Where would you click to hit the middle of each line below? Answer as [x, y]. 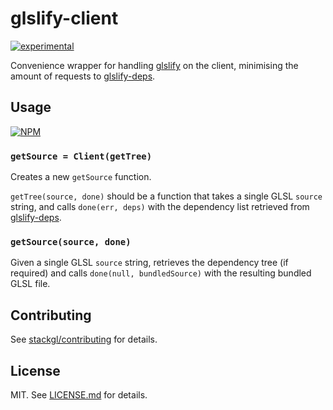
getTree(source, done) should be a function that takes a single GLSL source [166, 196]
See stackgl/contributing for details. [84, 339]
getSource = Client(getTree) [81, 156]
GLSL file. [30, 284]
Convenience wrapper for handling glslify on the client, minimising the [154, 65]
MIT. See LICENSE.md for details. [79, 394]
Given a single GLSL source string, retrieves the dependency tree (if [149, 263]
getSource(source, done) [71, 241]
